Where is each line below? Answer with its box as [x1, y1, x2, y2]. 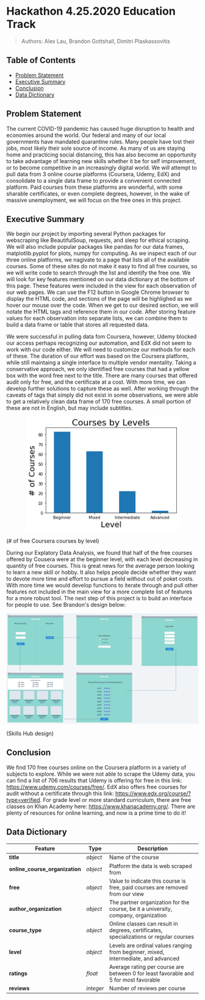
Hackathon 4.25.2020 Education [6, 4, 176, 18]
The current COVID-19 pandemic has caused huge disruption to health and [6, 125, 195, 132]
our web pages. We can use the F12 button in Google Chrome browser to [6, 289, 190, 296]
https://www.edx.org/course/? [115, 790, 191, 797]
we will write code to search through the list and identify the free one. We [6, 269, 191, 276]
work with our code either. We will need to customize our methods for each [6, 346, 195, 353]
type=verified [6, 796, 41, 803]
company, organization [109, 912, 167, 919]
